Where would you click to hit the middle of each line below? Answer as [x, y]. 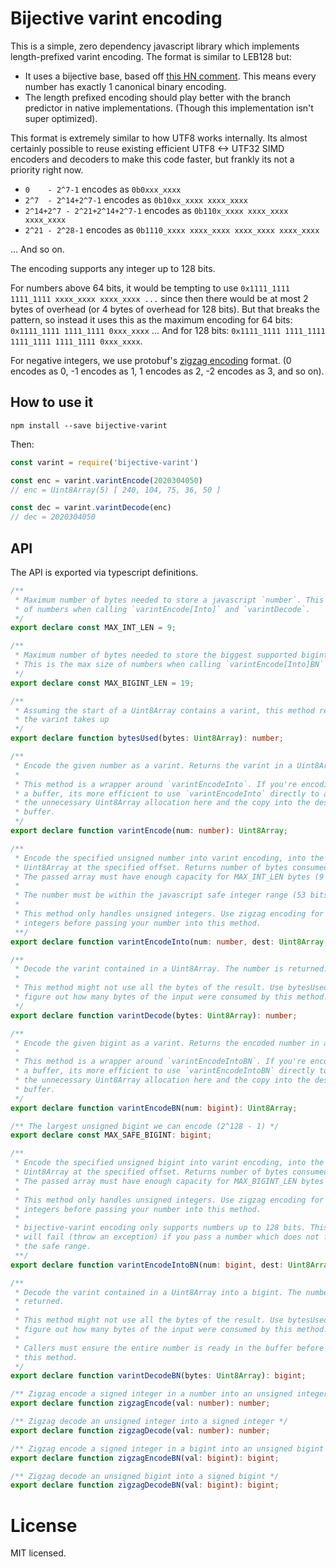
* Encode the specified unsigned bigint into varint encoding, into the [169, 1163]
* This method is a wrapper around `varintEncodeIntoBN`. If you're [160, 1062]
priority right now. [47, 169]
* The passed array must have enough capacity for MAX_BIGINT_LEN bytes [169, 1181]
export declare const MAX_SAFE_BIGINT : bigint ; [111, 1135]
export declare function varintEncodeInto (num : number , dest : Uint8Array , [169, 942]
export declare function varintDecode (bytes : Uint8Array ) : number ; [154, 1015]
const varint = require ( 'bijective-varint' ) [104, 462]
